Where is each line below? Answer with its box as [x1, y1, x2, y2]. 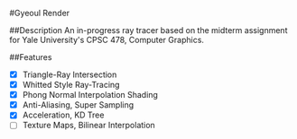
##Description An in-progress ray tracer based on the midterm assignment [9, 25, 288, 35]
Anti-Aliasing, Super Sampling [22, 100, 135, 110]
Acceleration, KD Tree [22, 109, 105, 120]
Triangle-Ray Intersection [22, 69, 117, 80]
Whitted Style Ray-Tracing [22, 80, 120, 91]
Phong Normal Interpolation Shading [22, 90, 158, 100]
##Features [9, 52, 52, 62]
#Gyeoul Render [9, 8, 70, 18]
